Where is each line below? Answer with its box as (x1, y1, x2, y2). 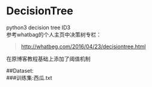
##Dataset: (6, 67, 34, 74)
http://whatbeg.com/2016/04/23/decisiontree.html (20, 43, 146, 50)
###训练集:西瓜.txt (6, 74, 52, 81)
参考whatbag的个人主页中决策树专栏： (6, 31, 102, 38)
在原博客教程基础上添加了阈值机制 (6, 55, 91, 62)
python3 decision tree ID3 (6, 24, 71, 31)
